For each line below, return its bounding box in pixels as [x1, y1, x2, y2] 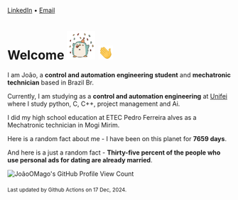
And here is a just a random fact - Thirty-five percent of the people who [7, 148, 221, 157]
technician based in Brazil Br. [7, 78, 94, 87]
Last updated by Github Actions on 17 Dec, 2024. [7, 186, 127, 194]
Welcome [7, 48, 65, 63]
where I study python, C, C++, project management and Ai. [7, 99, 180, 108]
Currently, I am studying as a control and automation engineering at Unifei [7, 91, 227, 100]
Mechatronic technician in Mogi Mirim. [7, 121, 120, 129]
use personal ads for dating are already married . [7, 155, 153, 164]
